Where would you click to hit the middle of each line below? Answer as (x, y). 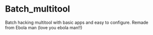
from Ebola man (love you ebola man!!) (44, 27)
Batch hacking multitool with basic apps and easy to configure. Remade (77, 22)
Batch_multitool (38, 9)
